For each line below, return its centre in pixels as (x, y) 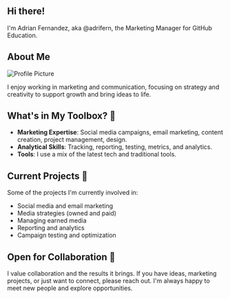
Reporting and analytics (51, 228)
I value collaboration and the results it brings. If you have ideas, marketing (112, 274)
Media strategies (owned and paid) (67, 214)
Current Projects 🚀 (48, 176)
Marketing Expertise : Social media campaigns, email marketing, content (120, 132)
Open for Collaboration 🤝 (61, 257)
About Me (29, 57)
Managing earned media (52, 220)
